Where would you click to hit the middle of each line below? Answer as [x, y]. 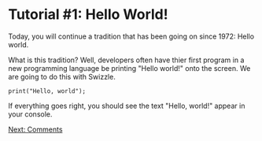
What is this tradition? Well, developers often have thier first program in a [126, 60]
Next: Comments [35, 129]
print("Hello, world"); [47, 91]
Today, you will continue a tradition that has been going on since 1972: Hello [131, 36]
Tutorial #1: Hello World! [88, 15]
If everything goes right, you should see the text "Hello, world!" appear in [127, 106]
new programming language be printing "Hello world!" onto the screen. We [129, 68]
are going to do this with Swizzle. [62, 76]
